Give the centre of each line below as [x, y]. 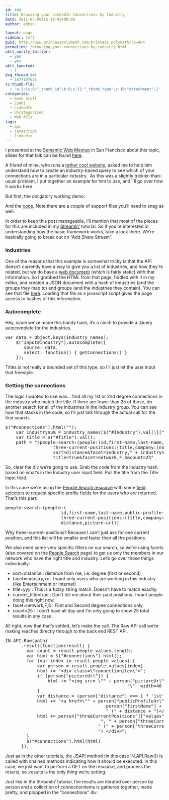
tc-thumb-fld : [20, 84]
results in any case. [32, 616]
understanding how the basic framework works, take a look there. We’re [80, 232]
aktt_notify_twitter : [28, 52]
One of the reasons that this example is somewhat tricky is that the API [78, 261]
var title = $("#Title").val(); [56, 437]
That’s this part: [21, 498]
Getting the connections [35, 385]
